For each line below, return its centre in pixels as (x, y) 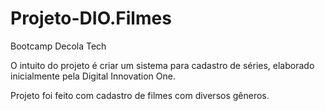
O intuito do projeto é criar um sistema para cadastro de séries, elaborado (162, 65)
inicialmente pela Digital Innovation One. (93, 76)
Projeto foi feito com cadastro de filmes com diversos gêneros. (140, 95)
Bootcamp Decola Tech (58, 46)
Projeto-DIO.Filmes (91, 18)
